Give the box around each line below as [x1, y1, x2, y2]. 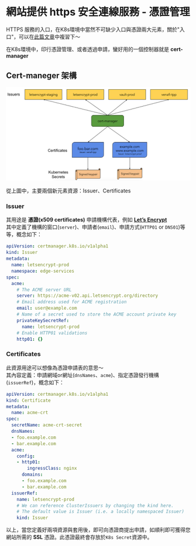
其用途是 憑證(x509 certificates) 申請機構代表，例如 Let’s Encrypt [6, 216, 167, 223]
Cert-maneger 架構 [6, 71, 77, 81]
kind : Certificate [6, 397, 51, 403]
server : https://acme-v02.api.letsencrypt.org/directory [16, 293, 159, 299]
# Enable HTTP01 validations [16, 330, 88, 336]
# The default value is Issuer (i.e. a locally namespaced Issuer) [16, 508, 184, 515]
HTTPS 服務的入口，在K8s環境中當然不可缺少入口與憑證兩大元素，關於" [6, 26, 180, 33]
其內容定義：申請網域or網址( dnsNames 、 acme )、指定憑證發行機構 [6, 371, 159, 378]
